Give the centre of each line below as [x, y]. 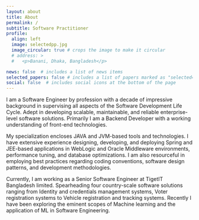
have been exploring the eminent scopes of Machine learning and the [91, 204]
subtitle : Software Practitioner [47, 28]
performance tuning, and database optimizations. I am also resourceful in [96, 155]
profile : [17, 34]
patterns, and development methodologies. [59, 168]
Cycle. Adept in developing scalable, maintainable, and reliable [83, 112]
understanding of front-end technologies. [57, 125]
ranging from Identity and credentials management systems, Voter [87, 192]
